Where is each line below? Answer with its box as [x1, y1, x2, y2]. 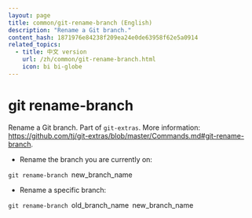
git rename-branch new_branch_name [8, 170, 133, 179]
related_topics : [8, 41, 61, 49]
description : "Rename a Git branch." [8, 26, 132, 34]
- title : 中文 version [15, 48, 87, 56]
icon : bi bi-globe [22, 63, 82, 71]
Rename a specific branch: [19, 185, 107, 194]
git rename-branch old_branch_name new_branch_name [8, 200, 194, 209]
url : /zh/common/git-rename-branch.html [22, 56, 156, 64]
